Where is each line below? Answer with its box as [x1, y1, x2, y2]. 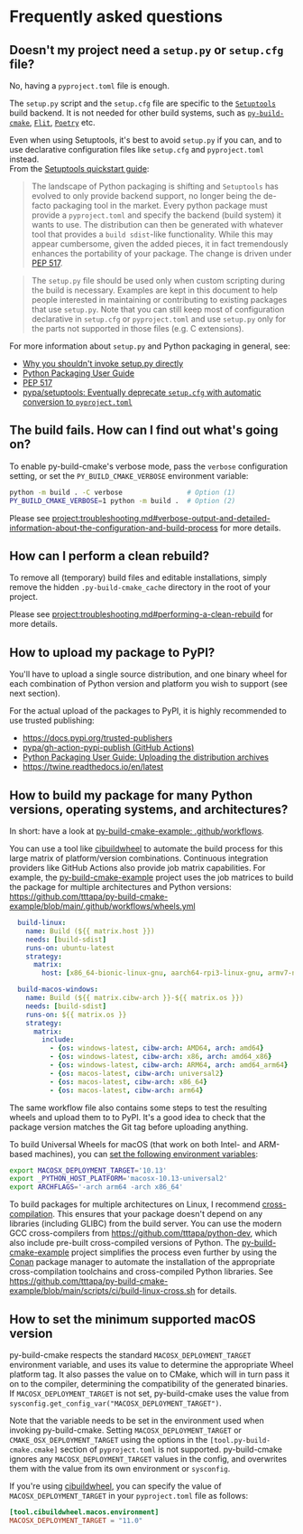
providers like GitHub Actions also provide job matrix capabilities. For [9, 863, 266, 873]
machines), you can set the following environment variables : [34, 1148, 259, 1159]
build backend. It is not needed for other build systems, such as [9, 108, 246, 118]
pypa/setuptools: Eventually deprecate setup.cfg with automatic [22, 387, 262, 398]
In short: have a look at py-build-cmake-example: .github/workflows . [9, 826, 264, 837]
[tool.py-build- [209, 1436, 271, 1445]
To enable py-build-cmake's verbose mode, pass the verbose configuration [9, 461, 289, 472]
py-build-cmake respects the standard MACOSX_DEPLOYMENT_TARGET [9, 1349, 252, 1361]
